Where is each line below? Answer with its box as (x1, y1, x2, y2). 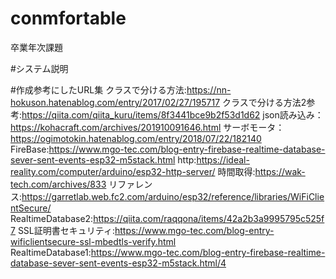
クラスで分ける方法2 (222, 96, 307, 108)
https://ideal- (196, 153, 250, 166)
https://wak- (254, 165, 306, 177)
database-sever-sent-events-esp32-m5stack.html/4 (10, 257, 227, 269)
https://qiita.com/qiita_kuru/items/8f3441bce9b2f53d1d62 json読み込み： (21, 108, 324, 121)
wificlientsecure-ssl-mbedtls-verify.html (10, 235, 177, 247)
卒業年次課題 (10, 41, 63, 53)
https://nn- (186, 83, 232, 96)
